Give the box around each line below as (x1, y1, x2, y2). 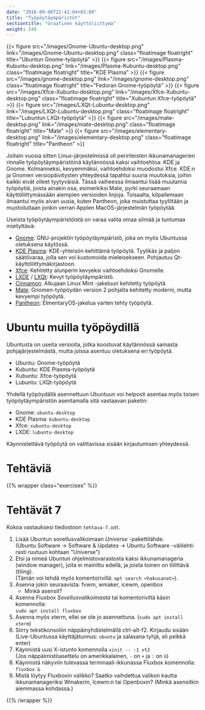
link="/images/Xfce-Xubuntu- (115, 88, 190, 95)
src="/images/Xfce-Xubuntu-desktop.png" (6, 88, 114, 95)
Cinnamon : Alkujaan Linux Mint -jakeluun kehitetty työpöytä (15, 279, 166, 287)
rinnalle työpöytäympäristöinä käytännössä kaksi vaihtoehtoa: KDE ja (6, 158, 181, 166)
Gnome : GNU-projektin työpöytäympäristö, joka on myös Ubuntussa (15, 234, 188, 242)
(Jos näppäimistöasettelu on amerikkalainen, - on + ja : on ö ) (15, 653, 169, 660)
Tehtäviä (6, 462, 52, 476)
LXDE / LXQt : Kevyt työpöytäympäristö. (15, 273, 114, 281)
